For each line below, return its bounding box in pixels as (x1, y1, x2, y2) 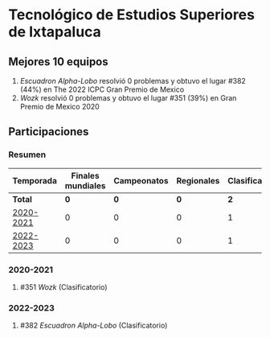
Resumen (8, 149, 47, 160)
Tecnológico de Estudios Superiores (8, 6, 256, 24)
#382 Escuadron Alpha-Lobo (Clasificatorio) (19, 320, 168, 331)
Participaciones (8, 125, 89, 138)
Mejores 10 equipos (8, 55, 108, 68)
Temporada (12, 175, 58, 186)
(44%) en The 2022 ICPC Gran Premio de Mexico (19, 84, 185, 94)
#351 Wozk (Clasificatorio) (19, 282, 108, 291)
